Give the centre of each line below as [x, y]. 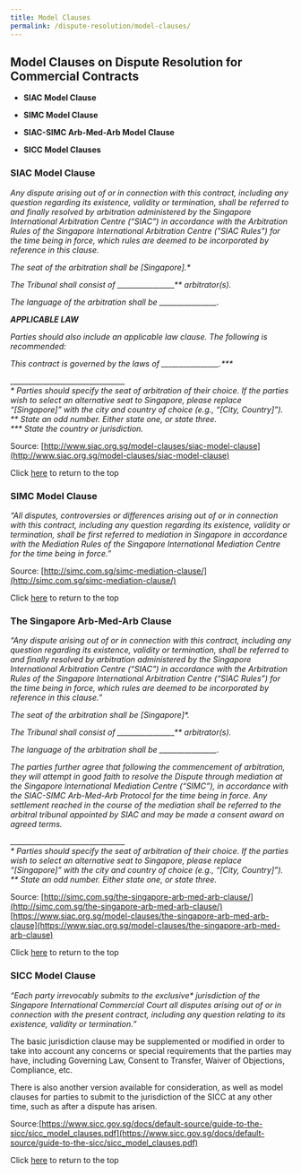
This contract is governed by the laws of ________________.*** [122, 363]
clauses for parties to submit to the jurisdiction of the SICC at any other [142, 1096]
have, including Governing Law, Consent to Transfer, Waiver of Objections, [148, 1060]
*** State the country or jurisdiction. [77, 428]
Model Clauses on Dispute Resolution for [126, 62]
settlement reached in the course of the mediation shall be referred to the [146, 805]
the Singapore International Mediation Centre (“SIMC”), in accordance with [150, 786]
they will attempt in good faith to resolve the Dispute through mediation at [146, 777]
